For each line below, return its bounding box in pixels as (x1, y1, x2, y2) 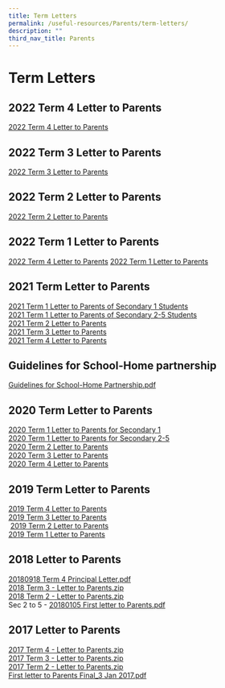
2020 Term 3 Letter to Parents (8, 450, 108, 460)
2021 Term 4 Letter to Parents (8, 335, 107, 345)
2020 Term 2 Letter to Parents (8, 442, 108, 452)
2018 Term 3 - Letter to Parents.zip (8, 582, 125, 592)
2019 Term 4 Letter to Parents (8, 504, 107, 513)
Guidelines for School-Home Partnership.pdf (8, 380, 157, 390)
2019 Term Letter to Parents (8, 483, 150, 496)
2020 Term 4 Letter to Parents (8, 459, 108, 469)
